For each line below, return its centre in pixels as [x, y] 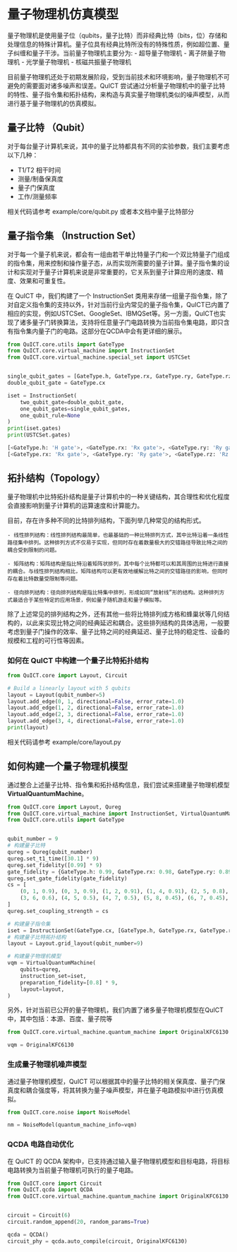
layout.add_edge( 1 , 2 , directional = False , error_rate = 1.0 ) [96, 708]
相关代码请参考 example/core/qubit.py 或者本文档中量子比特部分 [101, 211]
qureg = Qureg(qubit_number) [50, 852]
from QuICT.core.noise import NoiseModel [69, 1112]
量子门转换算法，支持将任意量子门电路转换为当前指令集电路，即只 [127, 322]
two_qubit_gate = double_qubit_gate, [72, 402]
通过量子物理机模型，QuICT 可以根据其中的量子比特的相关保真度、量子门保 [116, 1081]
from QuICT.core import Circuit [55, 1184]
